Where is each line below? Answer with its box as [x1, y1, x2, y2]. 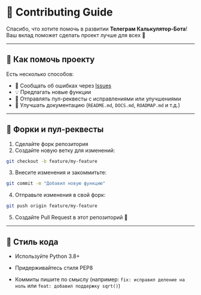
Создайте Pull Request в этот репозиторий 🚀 [14, 214, 128, 221]
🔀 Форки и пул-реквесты [6, 124, 104, 135]
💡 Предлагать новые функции [14, 88, 92, 95]
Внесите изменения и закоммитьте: [14, 169, 107, 176]
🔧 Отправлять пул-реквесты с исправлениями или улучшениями [14, 95, 181, 102]
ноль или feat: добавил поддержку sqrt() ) [14, 282, 121, 289]
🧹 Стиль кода [6, 236, 59, 247]
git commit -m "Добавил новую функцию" [6, 181, 106, 187]
